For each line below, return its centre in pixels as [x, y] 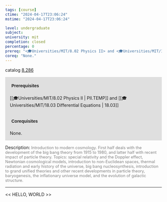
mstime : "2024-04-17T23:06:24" [38, 19]
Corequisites [25, 121]
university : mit [22, 37]
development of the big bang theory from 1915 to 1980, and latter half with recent [81, 152]
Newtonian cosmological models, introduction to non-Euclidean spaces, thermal [80, 161]
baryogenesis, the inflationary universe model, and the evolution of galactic [76, 175]
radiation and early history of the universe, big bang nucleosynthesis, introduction [82, 166]
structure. [14, 180]
